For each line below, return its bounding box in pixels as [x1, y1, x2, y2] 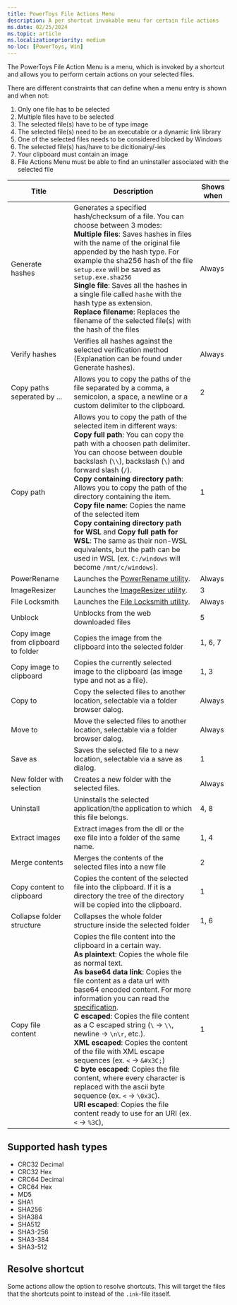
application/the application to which [73, 804, 193, 813]
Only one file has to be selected [17, 105, 111, 113]
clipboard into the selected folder [73, 642, 183, 651]
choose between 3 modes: [73, 221, 162, 230]
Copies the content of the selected [73, 874, 188, 883]
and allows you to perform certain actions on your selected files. [7, 70, 195, 78]
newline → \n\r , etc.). [73, 1029, 146, 1038]
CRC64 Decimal [17, 1175, 65, 1183]
